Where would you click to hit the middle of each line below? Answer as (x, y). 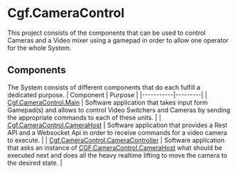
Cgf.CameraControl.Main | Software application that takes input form (108, 102)
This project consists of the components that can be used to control (106, 33)
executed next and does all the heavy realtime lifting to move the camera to (117, 155)
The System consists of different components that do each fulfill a (104, 87)
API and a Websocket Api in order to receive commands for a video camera (117, 132)
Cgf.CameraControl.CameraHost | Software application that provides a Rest (117, 125)
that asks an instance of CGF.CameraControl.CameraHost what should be (115, 148)
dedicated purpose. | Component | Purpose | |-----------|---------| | (108, 94)
